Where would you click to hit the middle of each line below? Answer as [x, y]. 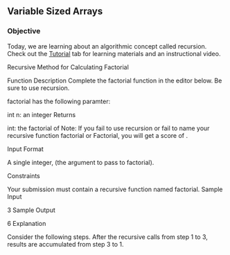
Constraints [24, 175]
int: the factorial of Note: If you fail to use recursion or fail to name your [108, 128]
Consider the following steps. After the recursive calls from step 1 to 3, [107, 237]
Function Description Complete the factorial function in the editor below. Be [115, 80]
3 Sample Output [31, 210]
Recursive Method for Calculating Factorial [68, 67]
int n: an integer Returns [42, 114]
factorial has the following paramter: [59, 101]
